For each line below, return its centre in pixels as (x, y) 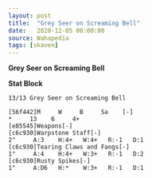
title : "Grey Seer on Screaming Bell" (74, 23)
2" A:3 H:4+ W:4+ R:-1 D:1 (76, 140)
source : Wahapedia (39, 38)
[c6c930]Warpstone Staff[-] (55, 133)
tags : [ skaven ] (33, 45)
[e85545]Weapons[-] (41, 126)
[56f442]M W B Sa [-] (71, 113)
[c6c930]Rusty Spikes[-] (49, 161)
